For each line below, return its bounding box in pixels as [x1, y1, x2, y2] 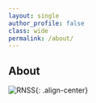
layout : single [8, 11, 60, 20]
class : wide [8, 27, 48, 35]
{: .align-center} [35, 85, 89, 95]
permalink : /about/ [8, 34, 74, 43]
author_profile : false [8, 19, 85, 27]
